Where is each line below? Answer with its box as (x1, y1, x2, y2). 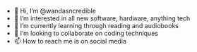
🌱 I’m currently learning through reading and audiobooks (13, 22, 179, 30)
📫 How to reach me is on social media (13, 37, 127, 45)
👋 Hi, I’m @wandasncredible (13, 7, 97, 15)
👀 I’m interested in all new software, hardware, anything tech (13, 14, 191, 22)
